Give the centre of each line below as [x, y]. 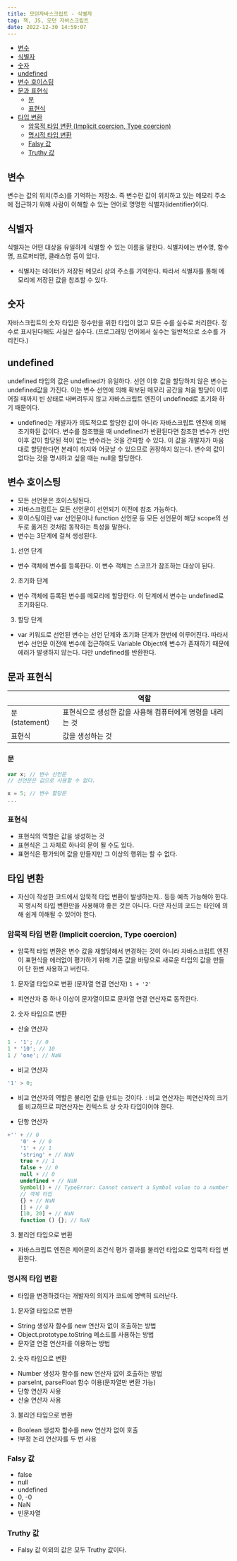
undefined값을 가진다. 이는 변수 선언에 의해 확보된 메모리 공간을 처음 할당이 [111, 390]
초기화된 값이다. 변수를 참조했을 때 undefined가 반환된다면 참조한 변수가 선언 [123, 431]
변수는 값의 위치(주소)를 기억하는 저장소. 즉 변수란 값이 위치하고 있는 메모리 [110, 196]
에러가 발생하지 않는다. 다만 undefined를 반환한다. [87, 653]
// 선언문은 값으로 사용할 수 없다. [51, 781]
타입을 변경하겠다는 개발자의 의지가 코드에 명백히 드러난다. [98, 1295]
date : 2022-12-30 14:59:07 [47, 27]
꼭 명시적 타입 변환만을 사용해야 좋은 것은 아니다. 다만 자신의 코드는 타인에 [119, 906]
